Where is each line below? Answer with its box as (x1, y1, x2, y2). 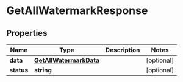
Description (105, 46, 140, 54)
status (9, 66, 29, 74)
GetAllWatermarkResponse (6, 4, 148, 18)
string (34, 66, 52, 74)
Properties (6, 28, 48, 38)
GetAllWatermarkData (34, 56, 99, 64)
